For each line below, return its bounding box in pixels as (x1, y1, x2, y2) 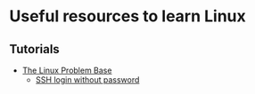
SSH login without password (35, 74, 140, 85)
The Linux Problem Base (21, 65, 112, 75)
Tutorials (9, 42, 60, 57)
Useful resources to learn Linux (9, 6, 247, 27)
